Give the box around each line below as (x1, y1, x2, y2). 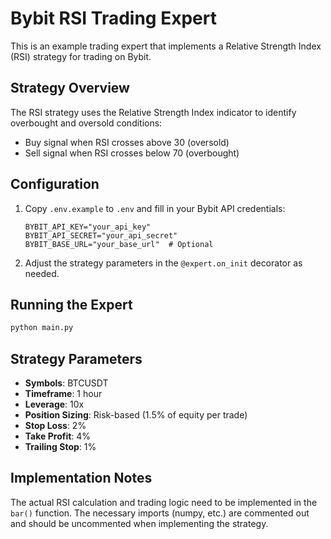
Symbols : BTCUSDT (24, 377, 109, 389)
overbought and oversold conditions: (10, 117, 163, 129)
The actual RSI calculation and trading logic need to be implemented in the (10, 496, 318, 508)
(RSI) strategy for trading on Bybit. (10, 50, 152, 62)
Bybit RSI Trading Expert (10, 7, 217, 30)
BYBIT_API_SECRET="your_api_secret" (24, 230, 178, 241)
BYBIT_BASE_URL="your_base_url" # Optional (24, 239, 214, 249)
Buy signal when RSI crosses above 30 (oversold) (24, 136, 230, 148)
